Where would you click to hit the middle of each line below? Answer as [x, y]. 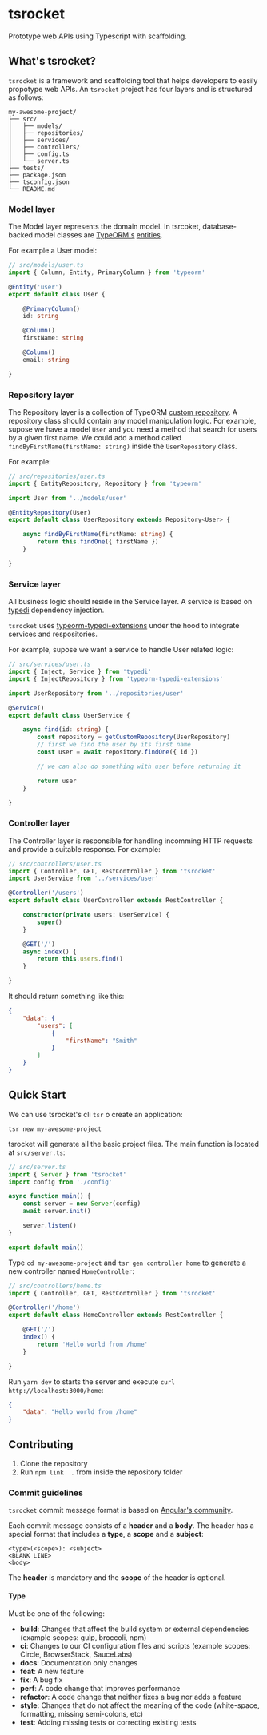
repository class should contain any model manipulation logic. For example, [132, 420]
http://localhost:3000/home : [56, 1390]
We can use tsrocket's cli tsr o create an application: [96, 1114]
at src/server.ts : [37, 1152]
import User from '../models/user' [68, 498]
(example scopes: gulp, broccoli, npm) [83, 1638]
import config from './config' [60, 1182]
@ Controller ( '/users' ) [46, 893]
